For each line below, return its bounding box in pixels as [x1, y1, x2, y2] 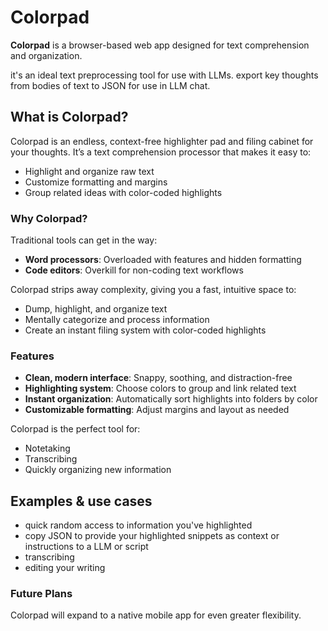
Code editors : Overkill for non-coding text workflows [24, 264, 244, 276]
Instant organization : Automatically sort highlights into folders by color [24, 393, 318, 405]
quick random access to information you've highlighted [24, 519, 253, 531]
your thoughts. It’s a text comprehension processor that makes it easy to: [10, 146, 312, 158]
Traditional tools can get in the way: [10, 234, 158, 246]
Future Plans [10, 587, 73, 601]
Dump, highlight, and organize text [24, 303, 168, 315]
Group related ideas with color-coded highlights [24, 186, 223, 198]
